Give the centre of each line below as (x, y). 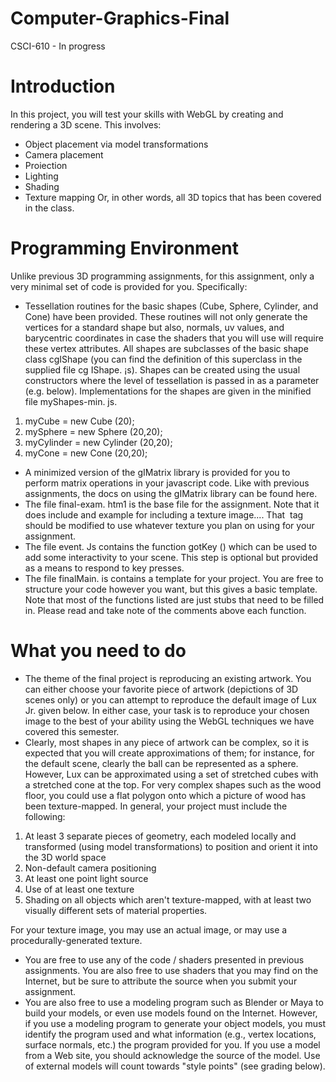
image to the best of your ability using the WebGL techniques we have (169, 721)
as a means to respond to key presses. (104, 568)
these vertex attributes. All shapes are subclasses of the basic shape (166, 348)
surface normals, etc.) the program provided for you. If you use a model (172, 1044)
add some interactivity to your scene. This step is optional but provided (171, 557)
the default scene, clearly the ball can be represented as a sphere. (161, 763)
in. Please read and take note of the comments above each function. (165, 610)
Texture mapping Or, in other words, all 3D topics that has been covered (173, 197)
